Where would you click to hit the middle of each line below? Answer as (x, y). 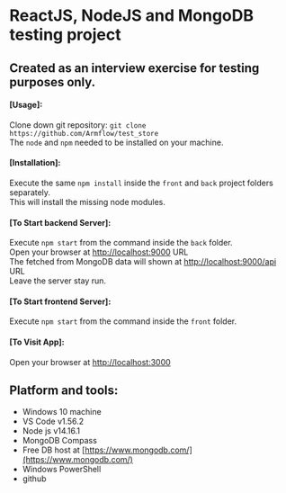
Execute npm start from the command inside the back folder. (121, 243)
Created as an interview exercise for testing (134, 68)
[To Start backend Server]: (60, 222)
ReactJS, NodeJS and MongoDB (132, 16)
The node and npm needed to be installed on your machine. (116, 142)
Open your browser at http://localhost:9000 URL (99, 252)
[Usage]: (26, 105)
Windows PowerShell (62, 470)
